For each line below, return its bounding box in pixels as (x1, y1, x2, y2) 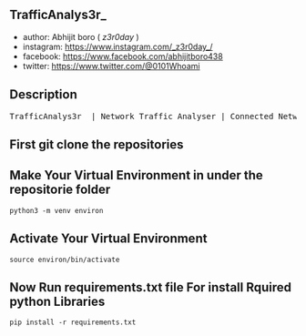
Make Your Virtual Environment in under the (9, 168, 264, 183)
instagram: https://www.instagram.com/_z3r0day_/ (22, 41, 213, 52)
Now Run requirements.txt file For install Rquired (9, 280, 292, 295)
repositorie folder (9, 182, 111, 198)
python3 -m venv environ (9, 206, 104, 215)
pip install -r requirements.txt (9, 318, 137, 327)
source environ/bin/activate (9, 255, 120, 264)
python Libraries (9, 294, 106, 310)
